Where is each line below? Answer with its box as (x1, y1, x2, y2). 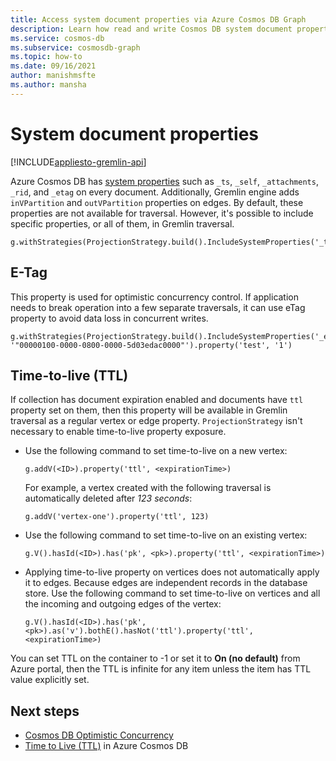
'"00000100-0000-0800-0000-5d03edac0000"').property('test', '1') (10, 340, 293, 350)
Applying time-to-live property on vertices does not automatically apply (24, 566, 320, 578)
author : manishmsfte (10, 71, 97, 81)
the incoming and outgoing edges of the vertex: (24, 598, 222, 610)
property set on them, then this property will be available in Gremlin (10, 404, 288, 416)
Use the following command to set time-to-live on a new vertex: (24, 445, 288, 457)
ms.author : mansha (10, 80, 87, 90)
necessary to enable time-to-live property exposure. (10, 426, 227, 438)
